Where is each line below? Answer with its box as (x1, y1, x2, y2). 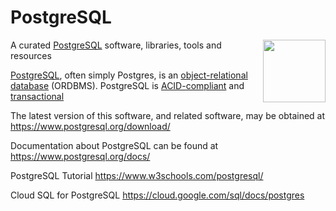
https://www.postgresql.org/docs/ (10, 150, 151, 162)
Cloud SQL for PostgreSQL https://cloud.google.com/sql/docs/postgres (10, 189, 305, 201)
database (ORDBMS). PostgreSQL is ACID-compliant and (10, 79, 245, 91)
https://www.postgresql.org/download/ (10, 120, 171, 132)
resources (10, 49, 52, 61)
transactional (10, 90, 65, 102)
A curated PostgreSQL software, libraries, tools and (10, 39, 222, 51)
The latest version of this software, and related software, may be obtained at (10, 109, 326, 121)
